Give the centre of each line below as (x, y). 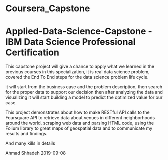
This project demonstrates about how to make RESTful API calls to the (77, 112)
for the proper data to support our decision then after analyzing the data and (84, 92)
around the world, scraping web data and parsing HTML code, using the (80, 123)
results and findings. (26, 134)
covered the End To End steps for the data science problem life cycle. (77, 77)
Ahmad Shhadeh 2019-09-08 (36, 153)
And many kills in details (30, 143)
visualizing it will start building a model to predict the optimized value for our (84, 97)
